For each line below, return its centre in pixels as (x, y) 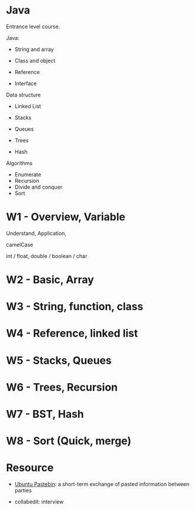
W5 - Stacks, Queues (59, 360)
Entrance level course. (33, 26)
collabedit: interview (39, 502)
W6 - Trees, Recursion (62, 387)
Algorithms (19, 163)
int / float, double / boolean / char (47, 256)
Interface (26, 83)
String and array (34, 49)
